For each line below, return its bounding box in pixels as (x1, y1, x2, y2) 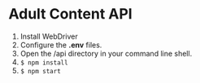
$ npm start (20, 67, 61, 75)
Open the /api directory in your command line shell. (20, 48, 193, 58)
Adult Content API (8, 5, 133, 23)
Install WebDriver (20, 31, 79, 41)
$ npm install (20, 58, 68, 67)
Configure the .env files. (20, 39, 102, 49)
